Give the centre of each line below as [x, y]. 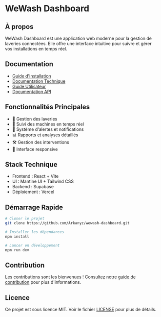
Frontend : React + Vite [35, 176]
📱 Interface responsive [35, 149]
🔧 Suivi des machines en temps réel [48, 124]
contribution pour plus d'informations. [43, 282]
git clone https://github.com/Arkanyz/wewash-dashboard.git [68, 223]
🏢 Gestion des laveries [35, 119]
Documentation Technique [39, 81]
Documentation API [31, 92]
